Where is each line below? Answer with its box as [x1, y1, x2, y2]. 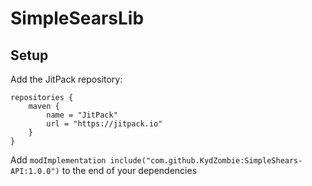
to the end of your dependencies [61, 165, 198, 176]
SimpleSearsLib [10, 7, 145, 30]
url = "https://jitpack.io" [46, 119, 163, 129]
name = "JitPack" [46, 110, 118, 120]
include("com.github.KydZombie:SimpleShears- [109, 156, 303, 166]
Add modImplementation [10, 154, 107, 166]
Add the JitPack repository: [10, 73, 123, 85]
